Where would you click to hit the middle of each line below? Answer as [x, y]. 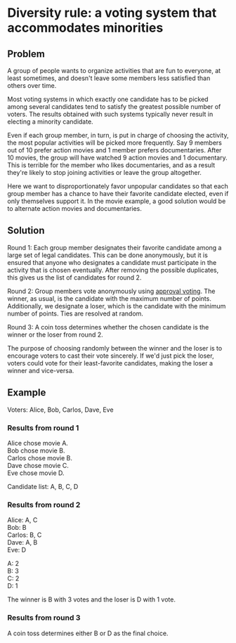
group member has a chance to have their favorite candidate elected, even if [118, 194]
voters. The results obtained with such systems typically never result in [110, 114]
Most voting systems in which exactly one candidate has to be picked [108, 99]
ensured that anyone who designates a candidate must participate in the [112, 262]
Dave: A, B [22, 543]
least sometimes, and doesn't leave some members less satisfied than [109, 78]
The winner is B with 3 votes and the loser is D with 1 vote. [91, 599]
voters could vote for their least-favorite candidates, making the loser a [110, 363]
